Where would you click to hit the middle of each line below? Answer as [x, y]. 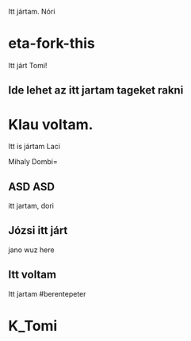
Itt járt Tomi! [28, 65]
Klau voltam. [51, 124]
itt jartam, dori [31, 206]
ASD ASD [32, 187]
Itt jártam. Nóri [32, 11]
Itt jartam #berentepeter [47, 293]
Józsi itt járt [38, 230]
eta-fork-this [52, 44]
